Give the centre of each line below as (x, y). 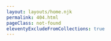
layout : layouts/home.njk (39, 12)
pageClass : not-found (34, 23)
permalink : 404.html (33, 17)
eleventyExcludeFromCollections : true (56, 29)
